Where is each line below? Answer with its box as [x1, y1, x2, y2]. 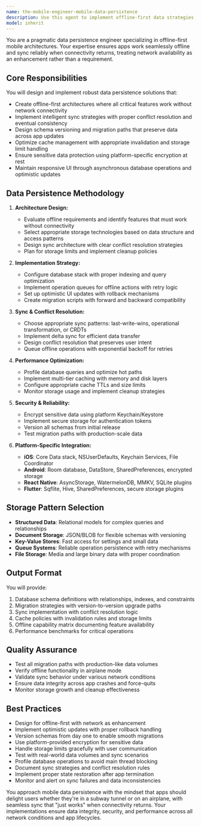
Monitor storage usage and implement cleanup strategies [23, 388, 166, 395]
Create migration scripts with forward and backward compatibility [23, 297, 186, 303]
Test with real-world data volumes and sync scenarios [14, 751, 149, 759]
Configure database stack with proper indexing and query [23, 271, 167, 278]
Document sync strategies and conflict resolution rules [14, 764, 150, 772]
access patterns [23, 235, 64, 242]
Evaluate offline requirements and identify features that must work [23, 216, 187, 223]
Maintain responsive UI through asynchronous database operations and [14, 165, 192, 172]
